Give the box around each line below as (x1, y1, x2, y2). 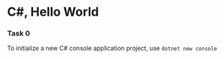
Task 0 (7, 29, 30, 38)
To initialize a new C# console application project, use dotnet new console (7, 44, 218, 52)
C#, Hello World (7, 4, 99, 20)
